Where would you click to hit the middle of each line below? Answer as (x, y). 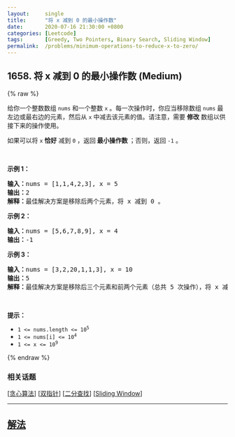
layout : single (36, 14)
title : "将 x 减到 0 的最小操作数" (62, 20)
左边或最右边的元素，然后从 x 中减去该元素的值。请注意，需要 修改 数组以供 (116, 117)
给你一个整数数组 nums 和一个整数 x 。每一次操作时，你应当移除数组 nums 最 (115, 108)
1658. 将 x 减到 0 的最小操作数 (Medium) (95, 77)
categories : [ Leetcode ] (42, 33)
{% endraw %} (29, 357)
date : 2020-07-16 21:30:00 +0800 (65, 27)
